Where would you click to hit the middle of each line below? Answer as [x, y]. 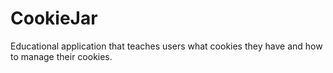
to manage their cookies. [61, 56]
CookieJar [54, 18]
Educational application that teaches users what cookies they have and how [166, 46]
